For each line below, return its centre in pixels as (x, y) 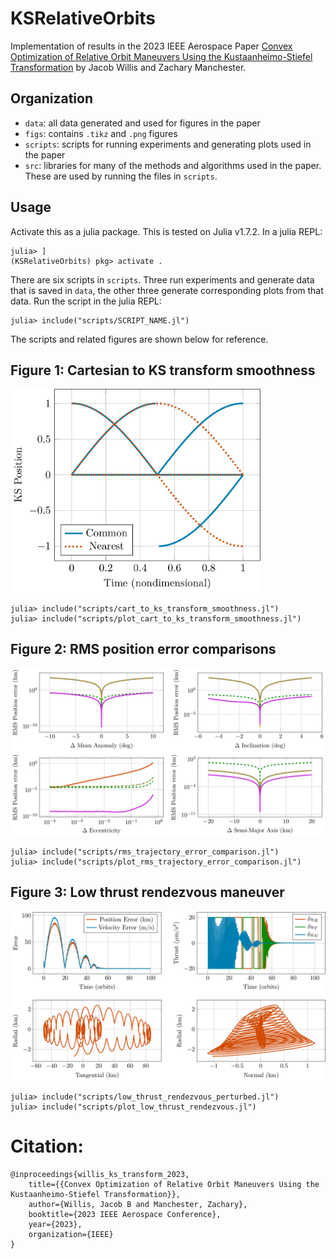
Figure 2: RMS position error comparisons (143, 648)
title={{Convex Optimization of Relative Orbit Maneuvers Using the (174, 1184)
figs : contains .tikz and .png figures (101, 133)
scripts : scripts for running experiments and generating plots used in (168, 144)
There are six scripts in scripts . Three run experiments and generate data (162, 279)
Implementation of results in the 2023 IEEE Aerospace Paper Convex (151, 46)
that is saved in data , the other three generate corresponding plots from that (167, 290)
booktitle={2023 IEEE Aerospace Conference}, (125, 1214)
